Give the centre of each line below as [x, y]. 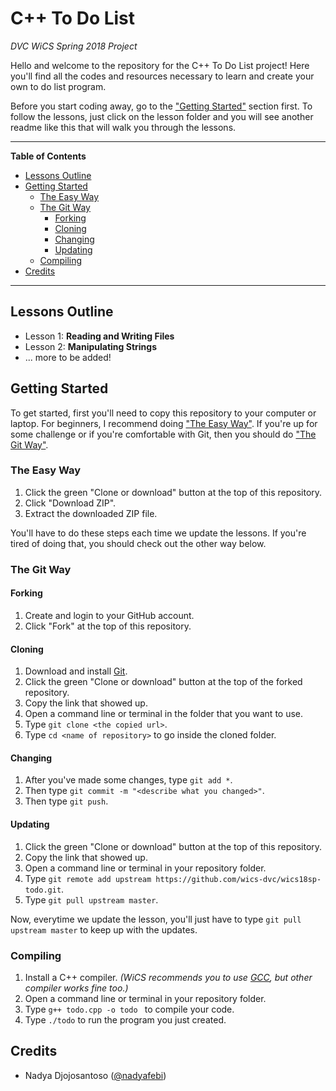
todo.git [43, 890]
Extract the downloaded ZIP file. [91, 513]
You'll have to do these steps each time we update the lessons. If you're [158, 533]
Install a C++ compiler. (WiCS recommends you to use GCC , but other [168, 977]
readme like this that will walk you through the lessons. [123, 127]
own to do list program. [58, 86]
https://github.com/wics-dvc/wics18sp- [238, 879]
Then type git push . [66, 801]
